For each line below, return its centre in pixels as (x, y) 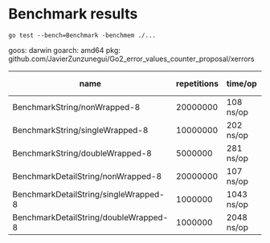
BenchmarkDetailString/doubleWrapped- (90, 217)
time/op (241, 83)
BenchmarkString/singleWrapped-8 (80, 130)
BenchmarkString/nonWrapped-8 (76, 107)
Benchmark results (73, 14)
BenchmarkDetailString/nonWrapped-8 (87, 176)
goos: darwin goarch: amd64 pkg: (64, 50)
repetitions (197, 83)
